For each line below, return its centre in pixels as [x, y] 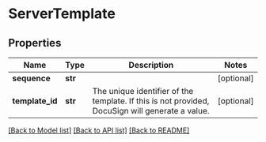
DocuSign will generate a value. [151, 111]
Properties [35, 43]
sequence [31, 78]
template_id [35, 101]
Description [151, 65]
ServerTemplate [62, 14]
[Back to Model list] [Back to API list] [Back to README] [99, 130]
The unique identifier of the [143, 91]
